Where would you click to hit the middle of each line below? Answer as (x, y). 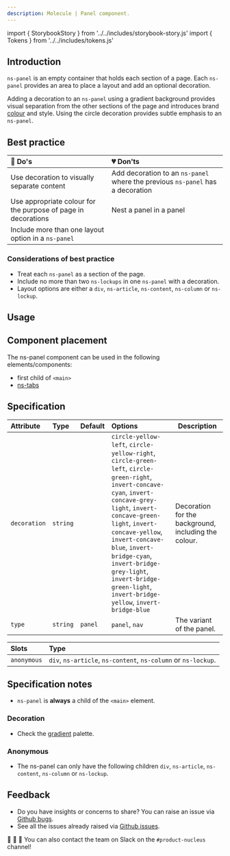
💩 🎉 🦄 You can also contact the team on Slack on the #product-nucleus (106, 839)
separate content (38, 186)
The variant (193, 620)
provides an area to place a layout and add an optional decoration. (117, 86)
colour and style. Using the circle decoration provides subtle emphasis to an (115, 113)
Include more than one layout (57, 230)
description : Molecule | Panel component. (68, 13)
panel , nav (127, 624)
